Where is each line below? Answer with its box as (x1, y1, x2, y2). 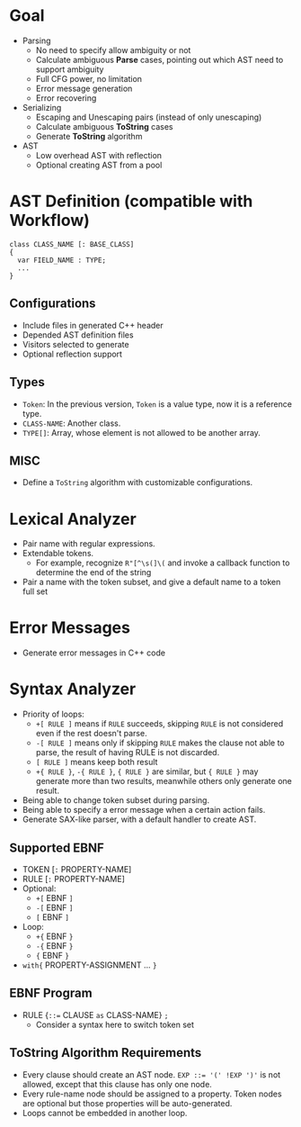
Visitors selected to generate (22, 338, 129, 349)
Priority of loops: (22, 708, 85, 720)
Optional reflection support (22, 348, 123, 359)
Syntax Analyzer (9, 679, 137, 699)
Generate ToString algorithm (35, 131, 143, 141)
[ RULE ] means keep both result (35, 757, 158, 768)
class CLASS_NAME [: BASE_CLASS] (9, 239, 135, 248)
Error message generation (35, 83, 133, 94)
